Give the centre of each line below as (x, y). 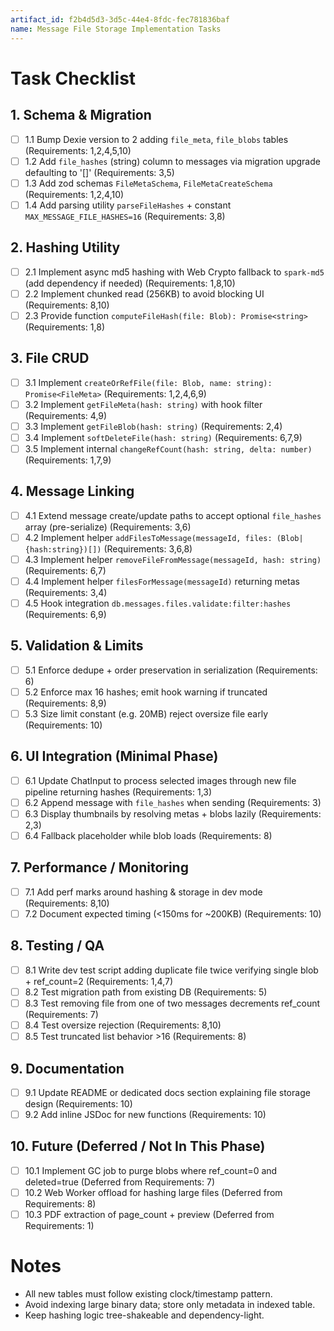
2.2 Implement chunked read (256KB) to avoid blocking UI (144, 293)
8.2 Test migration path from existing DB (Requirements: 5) (146, 992)
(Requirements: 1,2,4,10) (74, 194)
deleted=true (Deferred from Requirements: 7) (120, 1182)
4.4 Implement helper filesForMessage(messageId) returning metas (162, 581)
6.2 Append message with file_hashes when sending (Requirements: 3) (173, 802)
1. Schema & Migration (81, 115)
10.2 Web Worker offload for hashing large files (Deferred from (153, 1192)
